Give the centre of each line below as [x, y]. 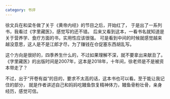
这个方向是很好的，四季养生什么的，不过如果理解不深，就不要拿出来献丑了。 [85, 55]
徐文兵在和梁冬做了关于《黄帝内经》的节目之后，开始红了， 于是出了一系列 [84, 25]
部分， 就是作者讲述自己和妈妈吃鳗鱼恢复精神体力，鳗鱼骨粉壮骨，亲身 [88, 85]
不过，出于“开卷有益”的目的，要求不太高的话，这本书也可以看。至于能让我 [83, 78]
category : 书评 [21, 10]
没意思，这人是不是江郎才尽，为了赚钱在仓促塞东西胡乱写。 [72, 44]
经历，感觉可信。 [23, 91]
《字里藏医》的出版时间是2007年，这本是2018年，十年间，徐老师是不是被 [82, 61]
